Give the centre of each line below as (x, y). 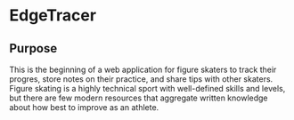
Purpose (33, 48)
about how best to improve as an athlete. (84, 107)
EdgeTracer (53, 16)
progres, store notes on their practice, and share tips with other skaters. (141, 79)
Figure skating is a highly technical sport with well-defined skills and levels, (147, 88)
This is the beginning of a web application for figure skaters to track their (143, 69)
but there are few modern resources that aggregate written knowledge (139, 98)
